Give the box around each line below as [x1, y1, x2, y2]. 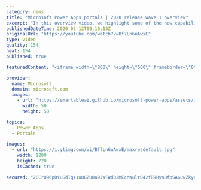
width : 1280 [17, 152, 47, 159]
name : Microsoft [11, 80, 52, 87]
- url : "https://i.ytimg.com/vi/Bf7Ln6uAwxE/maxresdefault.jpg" [11, 147, 175, 153]
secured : [6, 174, 28, 180]
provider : [6, 75, 31, 81]
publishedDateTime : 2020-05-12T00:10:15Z [6, 25, 111, 32]
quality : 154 [6, 43, 39, 49]
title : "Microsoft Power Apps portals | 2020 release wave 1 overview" [6, 14, 188, 20]
